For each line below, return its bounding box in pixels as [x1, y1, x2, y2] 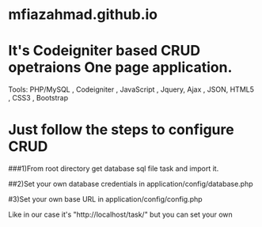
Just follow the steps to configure [8, 121, 235, 139]
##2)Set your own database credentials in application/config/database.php [8, 180, 253, 189]
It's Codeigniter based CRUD [8, 42, 200, 60]
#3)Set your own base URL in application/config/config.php [8, 195, 203, 204]
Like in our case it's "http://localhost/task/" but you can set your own [8, 210, 234, 219]
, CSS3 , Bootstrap [8, 93, 69, 103]
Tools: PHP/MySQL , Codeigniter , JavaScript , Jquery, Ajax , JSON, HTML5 [8, 85, 255, 94]
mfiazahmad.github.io [8, 6, 158, 24]
